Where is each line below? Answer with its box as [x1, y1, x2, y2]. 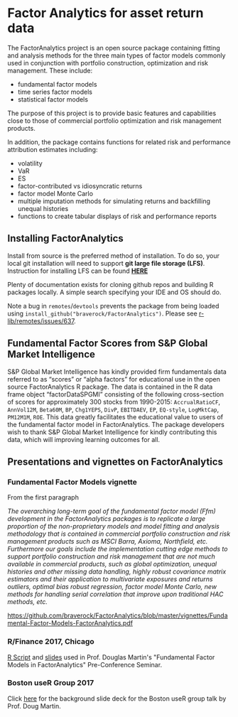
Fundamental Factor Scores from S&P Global [7, 338, 208, 350]
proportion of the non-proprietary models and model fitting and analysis [7, 522, 220, 531]
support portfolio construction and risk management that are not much [7, 552, 215, 561]
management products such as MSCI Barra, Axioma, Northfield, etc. [7, 537, 208, 546]
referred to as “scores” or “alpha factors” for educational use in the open [7, 374, 220, 383]
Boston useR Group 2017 [7, 678, 94, 688]
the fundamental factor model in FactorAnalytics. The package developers [7, 420, 225, 428]
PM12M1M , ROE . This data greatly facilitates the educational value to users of [7, 412, 224, 421]
